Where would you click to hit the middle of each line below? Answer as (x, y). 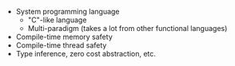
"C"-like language (57, 20)
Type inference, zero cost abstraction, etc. (86, 54)
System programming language (68, 12)
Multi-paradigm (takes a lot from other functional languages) (127, 28)
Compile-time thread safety (61, 45)
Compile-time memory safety (64, 37)
